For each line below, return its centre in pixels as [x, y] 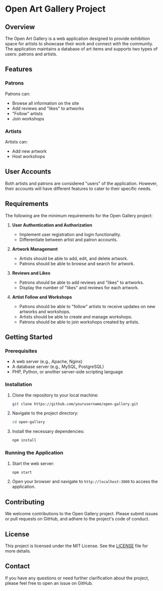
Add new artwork [29, 151]
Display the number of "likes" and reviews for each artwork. [79, 287]
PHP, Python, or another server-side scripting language [67, 372]
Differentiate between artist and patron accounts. [68, 240]
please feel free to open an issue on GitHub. [49, 583]
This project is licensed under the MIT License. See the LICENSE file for [77, 546]
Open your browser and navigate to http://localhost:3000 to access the [85, 482]
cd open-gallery [28, 422]
